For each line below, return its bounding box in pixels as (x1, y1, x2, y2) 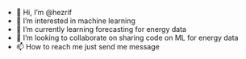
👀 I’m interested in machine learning (15, 16, 136, 26)
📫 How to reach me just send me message (15, 42, 160, 51)
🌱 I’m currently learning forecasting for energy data (15, 25, 187, 33)
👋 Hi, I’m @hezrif (15, 8, 73, 17)
